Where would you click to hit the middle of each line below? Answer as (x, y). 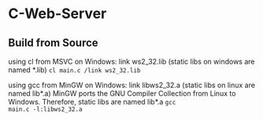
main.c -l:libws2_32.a (45, 109)
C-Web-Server (57, 14)
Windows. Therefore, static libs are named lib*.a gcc (92, 102)
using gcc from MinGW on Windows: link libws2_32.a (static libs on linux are (132, 85)
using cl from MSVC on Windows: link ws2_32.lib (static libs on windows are (131, 61)
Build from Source (53, 43)
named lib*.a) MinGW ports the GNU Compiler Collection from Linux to (122, 93)
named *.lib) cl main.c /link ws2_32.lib (74, 70)
